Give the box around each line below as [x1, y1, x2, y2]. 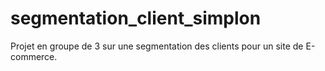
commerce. [10, 50, 58, 62]
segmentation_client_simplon [10, 7, 262, 30]
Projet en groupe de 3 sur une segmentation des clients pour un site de [10, 40, 304, 52]
